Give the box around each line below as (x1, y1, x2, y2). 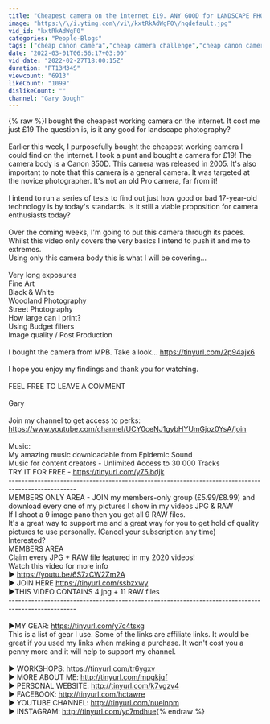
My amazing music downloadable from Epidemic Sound (8, 450, 193, 460)
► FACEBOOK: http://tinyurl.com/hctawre (8, 689, 145, 699)
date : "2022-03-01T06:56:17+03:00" (8, 49, 128, 57)
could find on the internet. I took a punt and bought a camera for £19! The (8, 151, 252, 160)
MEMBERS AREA (8, 544, 64, 554)
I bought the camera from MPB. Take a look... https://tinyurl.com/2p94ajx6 (8, 347, 256, 357)
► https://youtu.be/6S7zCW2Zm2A (8, 569, 126, 580)
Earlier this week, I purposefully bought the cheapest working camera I (8, 142, 243, 151)
